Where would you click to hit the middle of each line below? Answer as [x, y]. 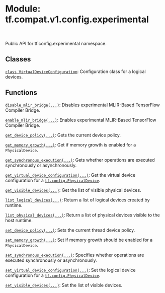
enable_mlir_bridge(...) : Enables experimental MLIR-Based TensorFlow [81, 120]
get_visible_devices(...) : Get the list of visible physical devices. [73, 190]
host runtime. [19, 220]
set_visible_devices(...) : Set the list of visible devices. [64, 285]
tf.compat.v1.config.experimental [77, 19]
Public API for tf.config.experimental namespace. [56, 43]
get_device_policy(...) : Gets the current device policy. [63, 135]
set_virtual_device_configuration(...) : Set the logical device [70, 270]
